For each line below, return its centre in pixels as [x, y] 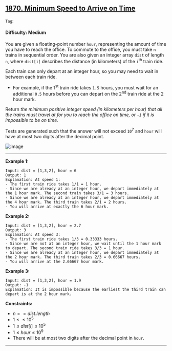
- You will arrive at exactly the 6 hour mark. [57, 207]
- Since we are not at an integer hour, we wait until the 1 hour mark [83, 244]
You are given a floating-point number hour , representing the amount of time [86, 44]
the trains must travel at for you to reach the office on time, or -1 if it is [80, 115]
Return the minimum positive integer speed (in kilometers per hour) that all [84, 109]
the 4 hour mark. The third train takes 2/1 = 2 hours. [66, 202]
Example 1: [17, 161]
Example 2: [17, 216]
